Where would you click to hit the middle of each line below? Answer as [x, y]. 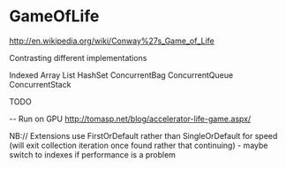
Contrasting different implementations [78, 58]
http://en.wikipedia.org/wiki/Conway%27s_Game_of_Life [112, 41]
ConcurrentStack [40, 84]
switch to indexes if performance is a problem [93, 154]
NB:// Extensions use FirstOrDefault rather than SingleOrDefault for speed [143, 135]
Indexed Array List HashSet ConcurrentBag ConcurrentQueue [121, 75]
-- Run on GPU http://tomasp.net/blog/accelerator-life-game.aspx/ [130, 119]
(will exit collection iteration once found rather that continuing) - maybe [139, 145]
